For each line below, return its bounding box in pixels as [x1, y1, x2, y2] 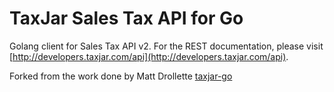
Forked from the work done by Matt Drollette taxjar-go [9, 70, 233, 82]
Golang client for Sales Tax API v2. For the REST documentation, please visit [9, 40, 324, 52]
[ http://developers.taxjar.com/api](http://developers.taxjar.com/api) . [9, 50, 289, 62]
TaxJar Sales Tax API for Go [9, 7, 244, 30]
